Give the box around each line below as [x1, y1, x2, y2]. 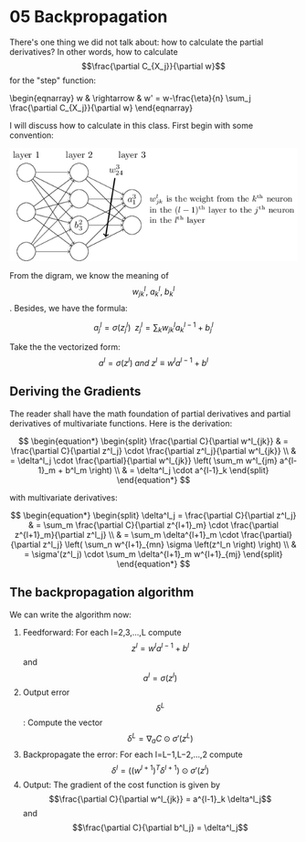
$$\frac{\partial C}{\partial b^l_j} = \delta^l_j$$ [72, 822, 248, 833]
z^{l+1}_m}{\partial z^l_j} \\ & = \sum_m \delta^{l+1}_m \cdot [14, 529, 239, 540]
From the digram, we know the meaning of [9, 270, 169, 281]
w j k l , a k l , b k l [132, 285, 175, 299]
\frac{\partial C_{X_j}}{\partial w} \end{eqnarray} [9, 102, 194, 113]
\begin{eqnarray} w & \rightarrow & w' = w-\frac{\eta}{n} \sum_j [9, 92, 251, 103]
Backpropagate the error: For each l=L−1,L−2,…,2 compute [22, 749, 244, 760]
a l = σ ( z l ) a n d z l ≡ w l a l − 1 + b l [99, 356, 208, 368]
